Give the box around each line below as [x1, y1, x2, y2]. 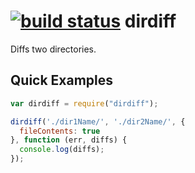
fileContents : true [19, 126, 101, 136]
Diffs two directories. [10, 43, 97, 55]
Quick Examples [10, 72, 114, 89]
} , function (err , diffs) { [10, 135, 128, 145]
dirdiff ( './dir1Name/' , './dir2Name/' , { [10, 116, 186, 127]
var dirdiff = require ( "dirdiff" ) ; [10, 98, 159, 109]
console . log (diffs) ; [19, 145, 105, 155]
